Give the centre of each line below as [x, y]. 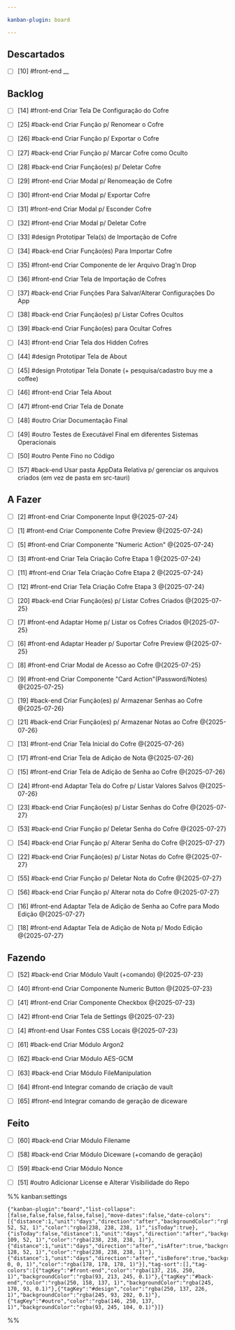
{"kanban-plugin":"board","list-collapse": [72, 1209]
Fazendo [27, 958]
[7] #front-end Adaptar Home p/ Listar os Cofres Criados [99, 622]
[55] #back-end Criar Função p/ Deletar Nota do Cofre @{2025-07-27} [120, 878]
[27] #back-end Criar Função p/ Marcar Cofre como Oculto [102, 153]
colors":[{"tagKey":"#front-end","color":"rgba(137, [86, 1270]
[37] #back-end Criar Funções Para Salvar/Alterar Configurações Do [116, 293]
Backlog [26, 93]
